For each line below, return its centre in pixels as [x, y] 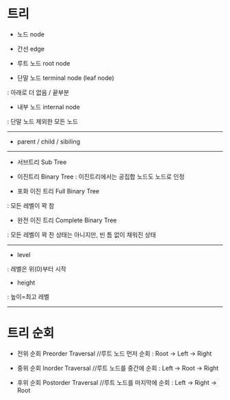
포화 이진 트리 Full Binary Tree [58, 191]
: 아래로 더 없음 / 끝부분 [38, 92]
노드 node [30, 34]
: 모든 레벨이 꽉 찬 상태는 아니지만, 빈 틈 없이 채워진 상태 [81, 235]
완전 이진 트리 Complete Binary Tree [67, 220]
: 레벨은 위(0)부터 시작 [37, 269]
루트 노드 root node [43, 63]
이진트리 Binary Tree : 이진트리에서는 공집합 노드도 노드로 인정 [101, 176]
